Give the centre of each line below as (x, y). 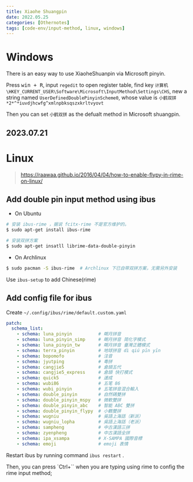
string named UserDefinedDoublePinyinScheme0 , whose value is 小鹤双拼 (91, 97)
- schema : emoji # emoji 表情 (72, 444)
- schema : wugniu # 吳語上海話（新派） (80, 416)
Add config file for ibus (49, 298)
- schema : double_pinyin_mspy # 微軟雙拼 (69, 400)
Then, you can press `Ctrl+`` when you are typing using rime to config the (95, 467)
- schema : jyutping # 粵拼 (65, 361)
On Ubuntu (28, 214)
